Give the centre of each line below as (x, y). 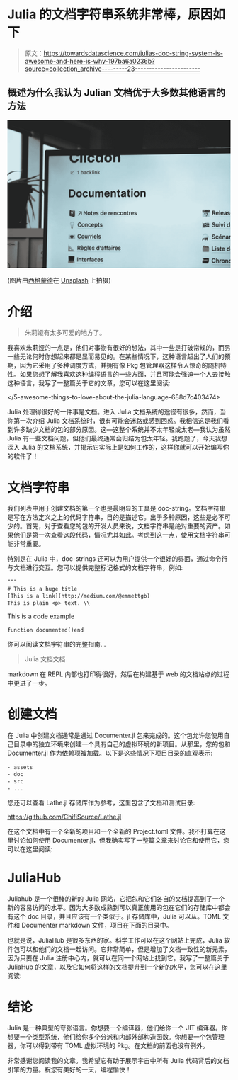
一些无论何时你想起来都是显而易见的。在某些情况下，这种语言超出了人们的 (116, 357)
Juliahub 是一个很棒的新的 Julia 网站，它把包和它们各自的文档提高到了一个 (116, 899)
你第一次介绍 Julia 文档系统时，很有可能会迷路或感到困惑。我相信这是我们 (115, 421)
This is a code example (41, 616)
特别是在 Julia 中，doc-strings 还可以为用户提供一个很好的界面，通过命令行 (118, 559)
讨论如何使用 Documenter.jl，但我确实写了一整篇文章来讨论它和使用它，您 (121, 841)
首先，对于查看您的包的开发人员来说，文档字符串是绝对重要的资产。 (125, 526)
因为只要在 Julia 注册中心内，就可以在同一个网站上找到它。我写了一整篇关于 (118, 958)
